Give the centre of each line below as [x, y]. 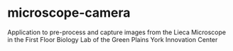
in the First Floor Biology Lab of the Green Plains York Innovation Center [113, 39]
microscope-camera [69, 13]
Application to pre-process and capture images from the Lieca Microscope [116, 32]
